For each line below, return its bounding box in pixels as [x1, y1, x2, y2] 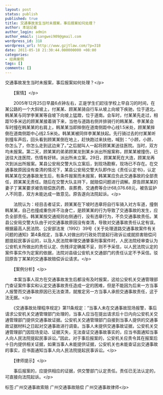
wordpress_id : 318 [5, 39, 42, 44]
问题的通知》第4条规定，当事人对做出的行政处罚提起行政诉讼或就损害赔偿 [5, 232, 153, 237]
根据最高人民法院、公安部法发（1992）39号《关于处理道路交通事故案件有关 [5, 226, 156, 231]
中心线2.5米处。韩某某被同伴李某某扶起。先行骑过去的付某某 [30, 130, 152, 136]
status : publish [5, 12, 38, 16]
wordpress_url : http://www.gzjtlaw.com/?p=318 [5, 43, 101, 48]
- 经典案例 [5, 57, 24, 62]
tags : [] [5, 61, 23, 66]
